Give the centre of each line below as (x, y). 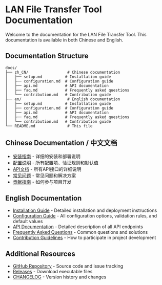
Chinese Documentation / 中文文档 (61, 143)
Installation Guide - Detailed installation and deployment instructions (85, 210)
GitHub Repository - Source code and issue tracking (68, 266)
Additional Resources (40, 254)
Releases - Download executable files (53, 272)
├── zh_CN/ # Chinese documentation (63, 72)
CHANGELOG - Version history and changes (59, 277)
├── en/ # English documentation (63, 99)
